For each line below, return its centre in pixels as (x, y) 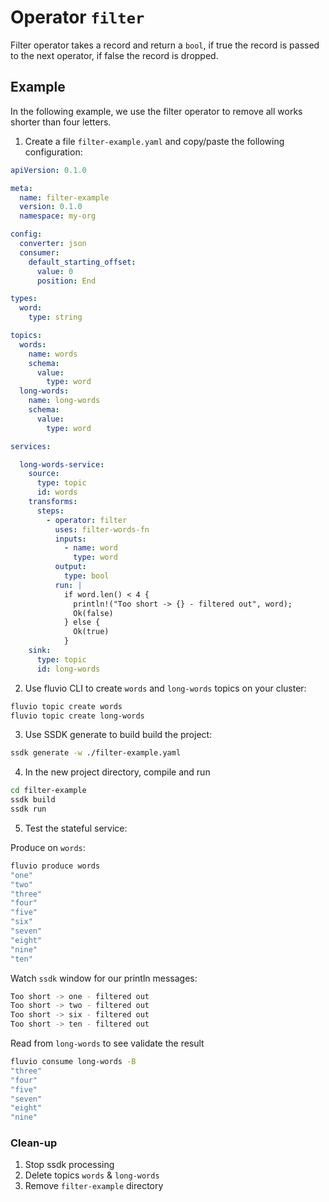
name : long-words (64, 401)
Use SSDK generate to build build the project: (118, 735)
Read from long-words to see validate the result (107, 1043)
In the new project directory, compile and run (117, 772)
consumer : (39, 252)
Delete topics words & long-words (92, 1175)
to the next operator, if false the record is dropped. (114, 55)
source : (44, 474)
